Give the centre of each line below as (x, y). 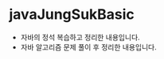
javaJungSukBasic (72, 15)
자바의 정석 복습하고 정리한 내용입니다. (80, 37)
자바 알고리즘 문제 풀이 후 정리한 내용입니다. (89, 47)
